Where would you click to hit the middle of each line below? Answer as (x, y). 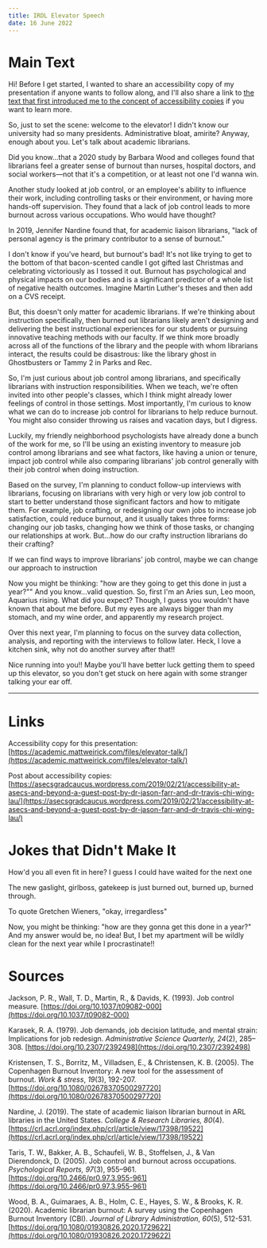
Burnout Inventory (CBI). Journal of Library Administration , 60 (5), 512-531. (130, 1219)
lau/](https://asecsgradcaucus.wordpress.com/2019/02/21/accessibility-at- (132, 801)
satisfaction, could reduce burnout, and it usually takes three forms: (119, 519)
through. (22, 896)
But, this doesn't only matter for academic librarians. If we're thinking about (132, 312)
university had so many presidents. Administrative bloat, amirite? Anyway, (129, 134)
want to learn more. (41, 110)
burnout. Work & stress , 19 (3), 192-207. (72, 1079)
